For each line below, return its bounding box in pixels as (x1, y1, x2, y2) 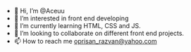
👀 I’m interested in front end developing (13, 14, 129, 22)
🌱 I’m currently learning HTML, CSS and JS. (13, 22, 141, 30)
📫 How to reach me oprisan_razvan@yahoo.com (13, 37, 157, 45)
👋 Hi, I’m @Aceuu (13, 7, 65, 15)
